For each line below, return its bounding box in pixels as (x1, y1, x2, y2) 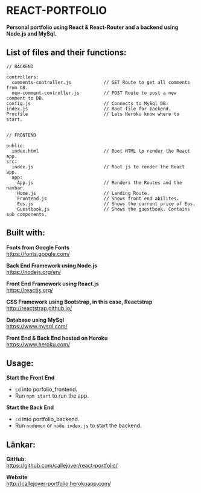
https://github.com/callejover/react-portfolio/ (6, 462, 118, 469)
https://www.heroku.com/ (6, 340, 71, 348)
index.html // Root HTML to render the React (11, 148, 190, 154)
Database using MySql (6, 316, 65, 323)
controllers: (6, 74, 39, 80)
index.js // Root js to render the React (11, 164, 185, 170)
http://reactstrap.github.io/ (6, 304, 72, 311)
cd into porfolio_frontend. (14, 386, 78, 393)
